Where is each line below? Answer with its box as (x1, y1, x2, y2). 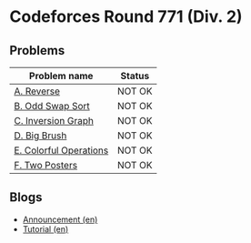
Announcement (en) (22, 214, 98, 225)
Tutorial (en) (22, 223, 69, 234)
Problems (9, 43, 65, 58)
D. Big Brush (14, 129, 67, 142)
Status (120, 70, 150, 82)
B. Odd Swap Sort (14, 100, 90, 112)
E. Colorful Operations (14, 144, 109, 157)
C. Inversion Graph (14, 115, 94, 127)
